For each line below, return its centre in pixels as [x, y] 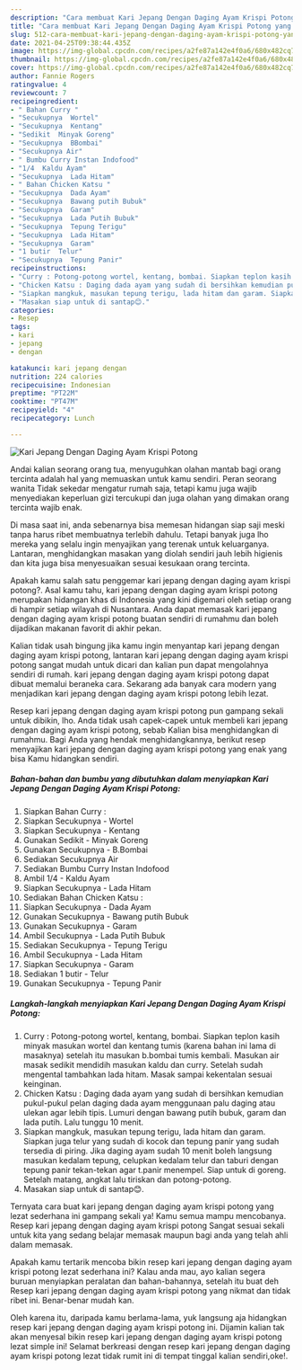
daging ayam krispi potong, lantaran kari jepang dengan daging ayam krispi [149, 655]
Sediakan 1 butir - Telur [66, 974]
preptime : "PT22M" [44, 393]
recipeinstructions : [49, 269]
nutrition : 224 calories [56, 377]
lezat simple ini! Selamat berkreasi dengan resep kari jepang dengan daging [150, 1346]
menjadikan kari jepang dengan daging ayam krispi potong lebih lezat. [139, 693]
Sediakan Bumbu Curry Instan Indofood [96, 868]
